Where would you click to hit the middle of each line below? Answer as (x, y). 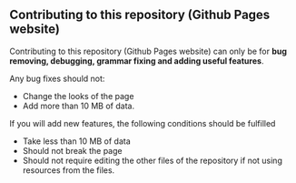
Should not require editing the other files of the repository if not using (153, 160)
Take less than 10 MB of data (77, 141)
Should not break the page (72, 150)
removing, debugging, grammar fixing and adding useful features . (137, 61)
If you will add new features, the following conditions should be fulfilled (143, 123)
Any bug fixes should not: (57, 78)
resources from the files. (69, 170)
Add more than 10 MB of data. (78, 106)
